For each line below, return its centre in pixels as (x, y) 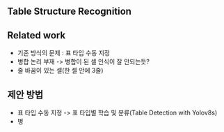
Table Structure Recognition (70, 12)
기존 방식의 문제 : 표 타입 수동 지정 (63, 53)
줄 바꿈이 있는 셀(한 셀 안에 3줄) (60, 71)
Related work (37, 35)
